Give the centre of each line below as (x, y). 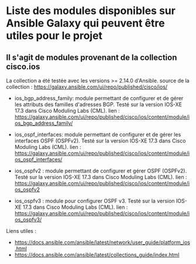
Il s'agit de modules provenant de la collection (92, 57)
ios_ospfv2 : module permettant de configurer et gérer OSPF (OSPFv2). (101, 171)
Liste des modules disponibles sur (91, 11)
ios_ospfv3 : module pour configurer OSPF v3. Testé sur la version (94, 201)
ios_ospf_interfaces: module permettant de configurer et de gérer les (98, 134)
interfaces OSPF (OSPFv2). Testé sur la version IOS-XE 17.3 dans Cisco (100, 141)
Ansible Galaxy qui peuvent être (85, 23)
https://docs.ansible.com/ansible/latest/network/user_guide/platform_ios (102, 242)
